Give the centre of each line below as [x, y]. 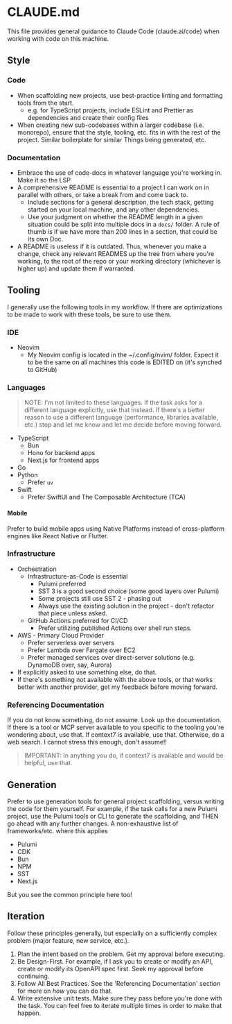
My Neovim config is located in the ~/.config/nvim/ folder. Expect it [123, 355]
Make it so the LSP [44, 180]
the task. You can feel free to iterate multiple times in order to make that [119, 1005]
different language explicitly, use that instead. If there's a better [115, 410]
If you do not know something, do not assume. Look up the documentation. [114, 720]
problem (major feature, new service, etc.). [68, 940]
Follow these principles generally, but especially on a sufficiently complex [112, 933]
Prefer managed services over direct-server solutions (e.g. [111, 657]
